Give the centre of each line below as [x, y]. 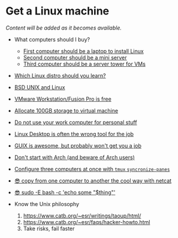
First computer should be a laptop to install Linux [84, 51]
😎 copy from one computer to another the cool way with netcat [93, 180]
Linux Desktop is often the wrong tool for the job [74, 134]
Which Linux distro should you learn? [60, 75]
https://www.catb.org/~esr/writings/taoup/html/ [82, 216]
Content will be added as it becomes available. [64, 28]
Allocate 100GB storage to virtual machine [66, 110]
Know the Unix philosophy [46, 204]
